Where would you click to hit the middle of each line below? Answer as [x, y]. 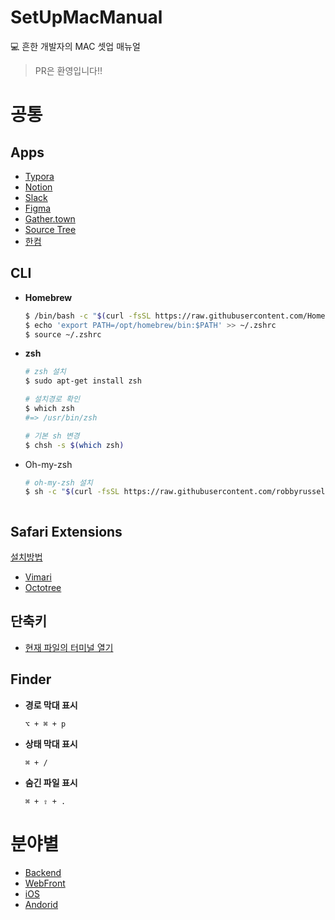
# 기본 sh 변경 [52, 436]
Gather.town [50, 218]
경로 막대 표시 [51, 705]
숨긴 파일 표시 [51, 782]
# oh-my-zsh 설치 [58, 482]
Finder [31, 679]
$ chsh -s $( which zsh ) [74, 445]
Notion [38, 187]
